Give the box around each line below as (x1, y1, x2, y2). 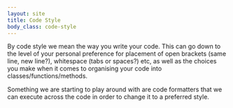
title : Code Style (7, 17, 61, 24)
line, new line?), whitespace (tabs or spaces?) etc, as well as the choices (7, 57, 217, 65)
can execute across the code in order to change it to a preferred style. (7, 93, 210, 101)
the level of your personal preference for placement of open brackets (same (7, 49, 227, 58)
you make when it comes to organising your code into (7, 64, 162, 73)
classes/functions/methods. (7, 72, 88, 80)
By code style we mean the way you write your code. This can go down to (7, 43, 221, 51)
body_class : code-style (7, 23, 77, 30)
